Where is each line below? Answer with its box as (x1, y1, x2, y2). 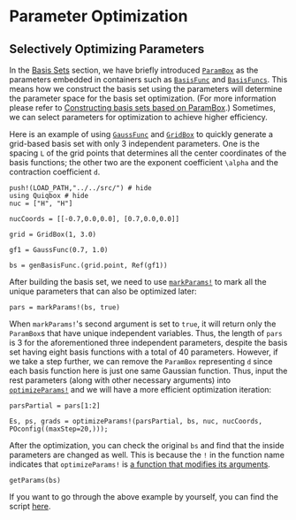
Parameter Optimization (9, 6, 188, 27)
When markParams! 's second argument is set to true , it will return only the (9, 318, 277, 329)
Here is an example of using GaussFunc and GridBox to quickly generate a (9, 129, 274, 139)
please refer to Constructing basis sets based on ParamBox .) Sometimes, (9, 103, 276, 112)
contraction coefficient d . (9, 166, 101, 177)
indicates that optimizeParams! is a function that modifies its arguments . (9, 459, 271, 470)
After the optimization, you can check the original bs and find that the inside (9, 440, 285, 450)
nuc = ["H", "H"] (9, 199, 73, 208)
